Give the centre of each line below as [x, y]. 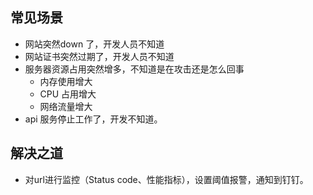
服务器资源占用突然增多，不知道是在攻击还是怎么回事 [134, 69]
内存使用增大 [66, 81]
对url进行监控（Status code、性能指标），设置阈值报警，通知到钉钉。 [166, 179]
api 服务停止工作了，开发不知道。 [93, 119]
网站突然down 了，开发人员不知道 [94, 44]
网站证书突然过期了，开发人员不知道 [99, 56]
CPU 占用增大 [68, 94]
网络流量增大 [66, 106]
